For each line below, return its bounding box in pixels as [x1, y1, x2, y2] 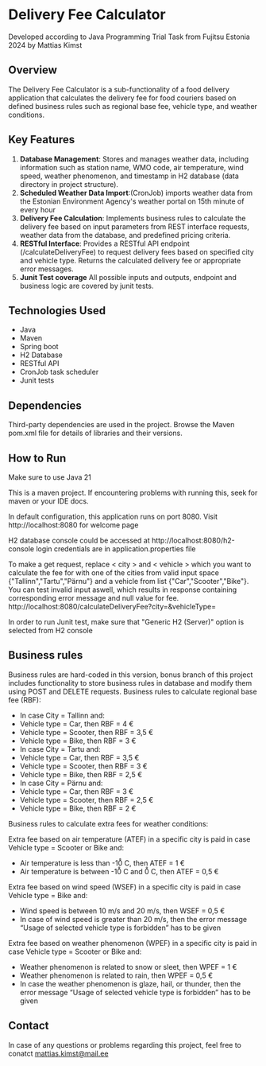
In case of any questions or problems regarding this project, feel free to [8, 1040, 242, 1049]
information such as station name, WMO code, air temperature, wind [19, 162, 244, 172]
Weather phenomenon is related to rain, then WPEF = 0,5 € [19, 971, 213, 980]
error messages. [19, 264, 74, 274]
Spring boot [19, 342, 59, 352]
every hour [19, 204, 56, 214]
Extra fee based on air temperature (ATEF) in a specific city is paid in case [8, 834, 251, 844]
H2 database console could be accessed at [8, 535, 150, 545]
